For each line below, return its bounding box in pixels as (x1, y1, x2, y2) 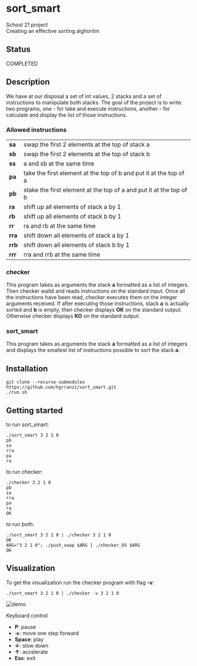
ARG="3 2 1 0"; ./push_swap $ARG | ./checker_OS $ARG (6, 542, 141, 549)
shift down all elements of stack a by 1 (23, 231, 130, 239)
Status (6, 45, 31, 55)
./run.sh (6, 390, 28, 395)
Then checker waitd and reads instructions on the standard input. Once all (6, 288, 185, 295)
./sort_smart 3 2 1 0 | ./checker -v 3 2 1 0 (6, 590, 119, 596)
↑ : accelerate (14, 648, 48, 655)
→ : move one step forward (14, 630, 79, 637)
